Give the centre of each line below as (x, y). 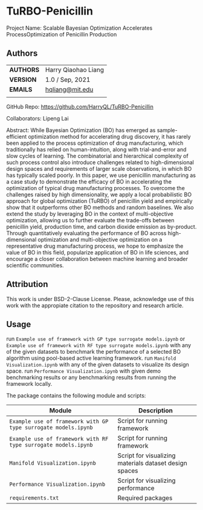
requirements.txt (34, 498)
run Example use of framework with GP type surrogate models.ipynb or (96, 339)
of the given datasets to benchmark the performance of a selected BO (94, 352)
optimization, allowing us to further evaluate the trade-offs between (90, 220)
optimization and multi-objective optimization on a (100, 239)
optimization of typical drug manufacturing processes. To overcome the (96, 188)
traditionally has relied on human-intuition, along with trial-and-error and (96, 149)
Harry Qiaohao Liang (75, 70)
